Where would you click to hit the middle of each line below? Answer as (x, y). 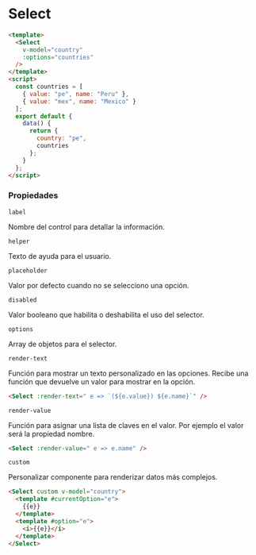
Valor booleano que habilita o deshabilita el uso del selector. (106, 314)
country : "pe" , (62, 139)
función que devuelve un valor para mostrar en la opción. (102, 381)
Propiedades (33, 195)
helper (19, 241)
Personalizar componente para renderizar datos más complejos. (113, 477)
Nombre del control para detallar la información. (86, 226)
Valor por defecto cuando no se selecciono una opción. (99, 285)
